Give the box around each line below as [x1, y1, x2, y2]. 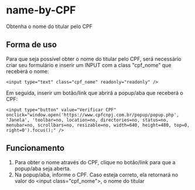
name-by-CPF [6, 4, 76, 17]
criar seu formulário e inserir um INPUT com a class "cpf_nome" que [6, 61, 172, 68]
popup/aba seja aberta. [14, 165, 71, 172]
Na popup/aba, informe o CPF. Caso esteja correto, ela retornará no [14, 171, 179, 178]
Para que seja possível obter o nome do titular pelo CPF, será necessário [6, 55, 182, 62]
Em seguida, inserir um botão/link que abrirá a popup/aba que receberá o [6, 89, 183, 96]
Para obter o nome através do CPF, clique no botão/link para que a [14, 158, 176, 165]
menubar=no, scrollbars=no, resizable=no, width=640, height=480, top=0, [6, 122, 190, 128]
